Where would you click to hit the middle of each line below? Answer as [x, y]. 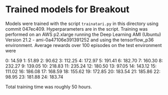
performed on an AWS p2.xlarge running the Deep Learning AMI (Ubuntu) [83, 34]
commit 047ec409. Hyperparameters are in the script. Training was [77, 29]
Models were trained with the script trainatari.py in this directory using [82, 23]
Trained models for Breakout [67, 9]
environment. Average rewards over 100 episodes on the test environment [83, 45]
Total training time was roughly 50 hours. [49, 87]
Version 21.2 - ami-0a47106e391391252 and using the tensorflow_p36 [80, 40]
